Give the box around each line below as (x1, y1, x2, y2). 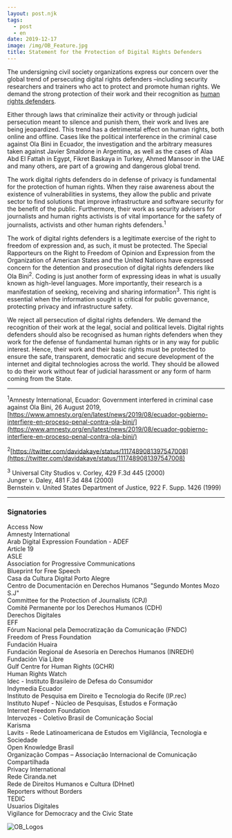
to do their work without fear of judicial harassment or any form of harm (7, 367, 211, 375)
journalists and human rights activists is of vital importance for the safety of (7, 212, 222, 220)
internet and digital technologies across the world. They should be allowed (7, 360, 220, 368)
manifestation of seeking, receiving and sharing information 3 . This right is (7, 286, 217, 296)
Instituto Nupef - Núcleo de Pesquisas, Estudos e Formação (7, 699, 177, 707)
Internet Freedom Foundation (7, 707, 90, 715)
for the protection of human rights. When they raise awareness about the (7, 183, 215, 191)
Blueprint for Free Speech (7, 567, 81, 575)
